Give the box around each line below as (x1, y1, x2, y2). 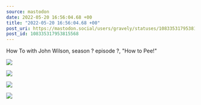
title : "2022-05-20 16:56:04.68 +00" (6, 20, 100, 26)
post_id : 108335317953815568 (6, 31, 79, 37)
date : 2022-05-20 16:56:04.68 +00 (6, 14, 93, 20)
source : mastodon (6, 8, 50, 15)
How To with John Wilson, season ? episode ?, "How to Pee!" (6, 47, 157, 54)
